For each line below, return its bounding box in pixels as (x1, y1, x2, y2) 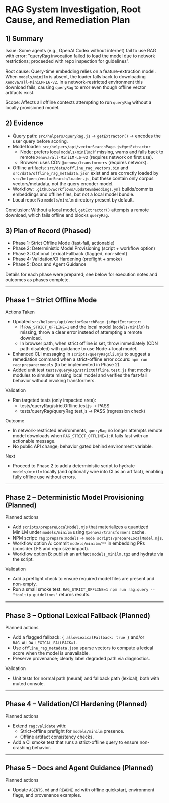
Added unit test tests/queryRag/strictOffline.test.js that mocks (12, 367, 151, 373)
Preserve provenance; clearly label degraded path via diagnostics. (12, 656, 150, 662)
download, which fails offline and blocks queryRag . (5, 212, 109, 218)
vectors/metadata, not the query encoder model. (12, 180, 114, 187)
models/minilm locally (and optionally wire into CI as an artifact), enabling (12, 469, 164, 475)
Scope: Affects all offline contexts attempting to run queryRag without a (5, 99, 152, 105)
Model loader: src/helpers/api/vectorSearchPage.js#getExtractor (12, 143, 151, 149)
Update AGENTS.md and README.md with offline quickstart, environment (12, 787, 155, 793)
